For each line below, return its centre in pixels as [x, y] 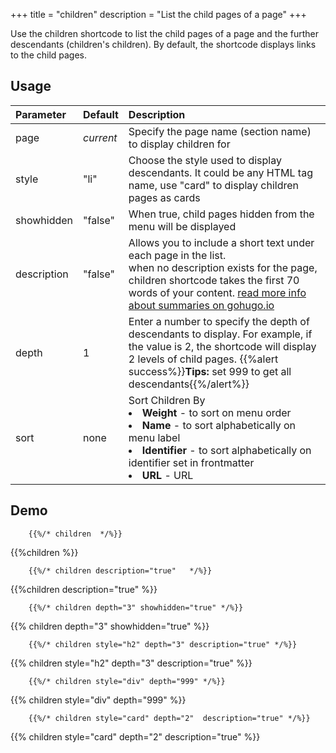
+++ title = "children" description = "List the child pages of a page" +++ [158, 14]
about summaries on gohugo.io [201, 305]
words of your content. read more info [217, 292]
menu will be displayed [182, 226]
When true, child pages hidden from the [221, 214]
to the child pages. [49, 55]
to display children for [179, 144]
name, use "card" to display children [214, 185]
